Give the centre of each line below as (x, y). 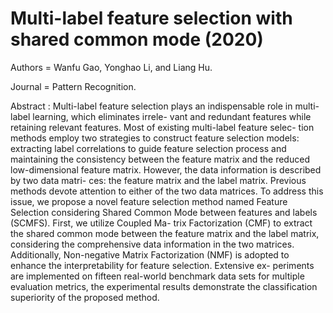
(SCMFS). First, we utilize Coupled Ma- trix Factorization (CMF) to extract (161, 223)
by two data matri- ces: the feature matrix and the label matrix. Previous (158, 180)
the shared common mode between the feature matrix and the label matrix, (165, 233)
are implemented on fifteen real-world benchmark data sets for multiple (157, 276)
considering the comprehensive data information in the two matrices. (152, 244)
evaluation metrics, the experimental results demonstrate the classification (164, 286)
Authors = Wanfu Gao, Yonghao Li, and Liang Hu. (111, 67)
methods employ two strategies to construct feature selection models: (155, 138)
